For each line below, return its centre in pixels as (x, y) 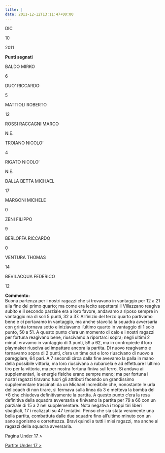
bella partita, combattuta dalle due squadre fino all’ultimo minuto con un (78, 416)
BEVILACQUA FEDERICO (30, 276)
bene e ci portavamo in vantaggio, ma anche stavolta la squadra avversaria (81, 322)
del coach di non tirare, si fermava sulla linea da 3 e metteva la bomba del (80, 389)
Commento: (17, 295)
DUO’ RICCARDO (22, 85)
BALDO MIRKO (20, 66)
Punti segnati (19, 57)
